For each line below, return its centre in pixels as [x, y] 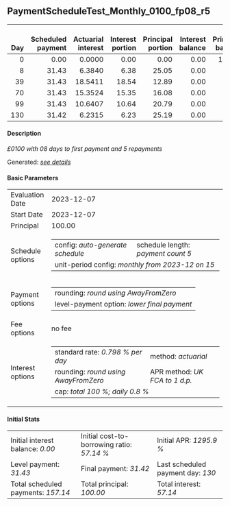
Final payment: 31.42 [115, 469]
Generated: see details [39, 162]
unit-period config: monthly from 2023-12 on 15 [135, 265]
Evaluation [27, 195]
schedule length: [163, 245]
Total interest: [179, 484]
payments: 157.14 [40, 493]
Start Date [27, 215]
